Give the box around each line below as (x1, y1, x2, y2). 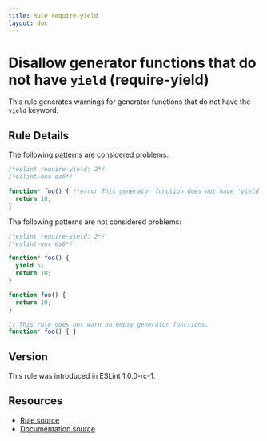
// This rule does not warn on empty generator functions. (8, 320, 209, 328)
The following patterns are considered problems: (8, 150, 169, 160)
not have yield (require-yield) (8, 70, 209, 89)
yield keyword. (8, 106, 59, 115)
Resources (8, 394, 63, 408)
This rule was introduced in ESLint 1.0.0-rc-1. (8, 371, 156, 381)
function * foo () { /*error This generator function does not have (8, 187, 234, 195)
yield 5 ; (15, 262, 45, 270)
